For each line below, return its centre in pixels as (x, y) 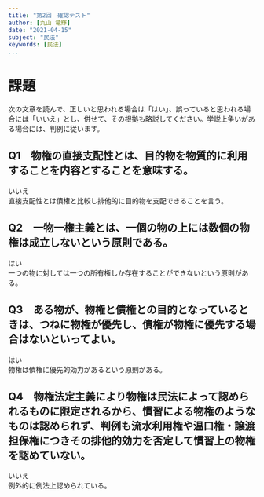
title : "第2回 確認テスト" (49, 15)
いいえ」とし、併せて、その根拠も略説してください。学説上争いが (142, 119)
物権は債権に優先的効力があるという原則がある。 (87, 369)
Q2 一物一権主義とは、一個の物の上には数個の (124, 228)
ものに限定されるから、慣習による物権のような (142, 411)
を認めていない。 (49, 455)
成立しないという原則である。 (101, 243)
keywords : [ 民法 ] (35, 45)
